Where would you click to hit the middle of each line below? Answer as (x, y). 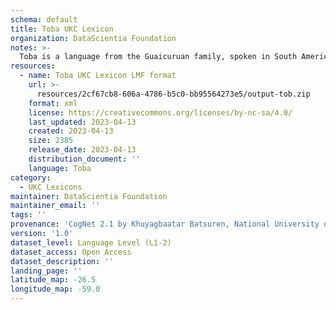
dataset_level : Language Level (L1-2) (91, 242)
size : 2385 (51, 141)
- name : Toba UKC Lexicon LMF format (98, 76)
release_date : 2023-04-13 (82, 150)
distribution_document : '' (84, 159)
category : (31, 177)
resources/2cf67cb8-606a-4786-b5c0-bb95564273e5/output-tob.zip (173, 94)
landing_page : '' (46, 271)
